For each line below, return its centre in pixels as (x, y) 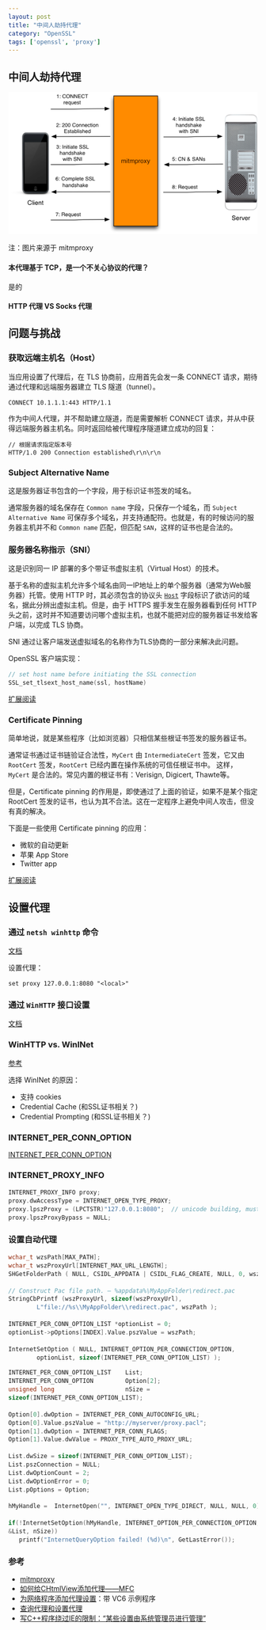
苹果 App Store (44, 855)
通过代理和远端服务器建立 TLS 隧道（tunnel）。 (84, 386)
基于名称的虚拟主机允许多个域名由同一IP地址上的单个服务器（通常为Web (126, 585)
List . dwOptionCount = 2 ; (49, 1472)
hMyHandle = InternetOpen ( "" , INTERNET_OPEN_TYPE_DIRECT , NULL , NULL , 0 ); (136, 1507)
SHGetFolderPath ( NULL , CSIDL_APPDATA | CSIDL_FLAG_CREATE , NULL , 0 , (127, 1274)
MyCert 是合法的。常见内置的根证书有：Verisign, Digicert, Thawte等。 (121, 775)
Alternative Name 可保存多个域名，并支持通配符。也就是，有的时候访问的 (128, 518)
